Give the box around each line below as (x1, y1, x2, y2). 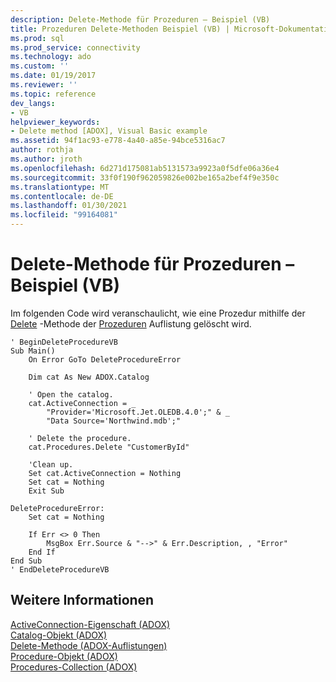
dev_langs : (10, 98, 56, 108)
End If (28, 547, 56, 557)
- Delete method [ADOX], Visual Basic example (10, 126, 208, 136)
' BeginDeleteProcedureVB (10, 337, 118, 347)
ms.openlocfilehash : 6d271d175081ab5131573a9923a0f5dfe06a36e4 (10, 163, 280, 173)
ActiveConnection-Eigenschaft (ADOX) (10, 618, 171, 630)
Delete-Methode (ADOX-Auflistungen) (10, 639, 168, 651)
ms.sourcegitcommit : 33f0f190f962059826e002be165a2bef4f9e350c (10, 172, 280, 183)
